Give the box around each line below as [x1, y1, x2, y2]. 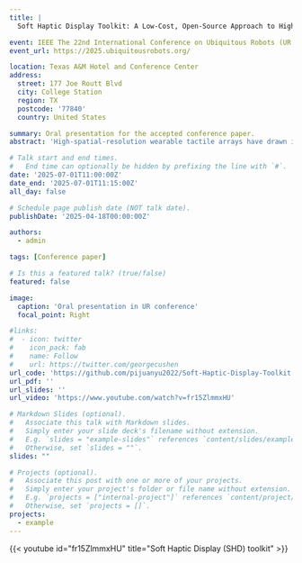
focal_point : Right [17, 310, 91, 320]
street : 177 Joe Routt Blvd [17, 79, 123, 88]
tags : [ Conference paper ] [9, 253, 106, 262]
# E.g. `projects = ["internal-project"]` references [9, 493, 223, 503]
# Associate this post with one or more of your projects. [9, 477, 244, 486]
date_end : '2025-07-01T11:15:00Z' [9, 178, 139, 187]
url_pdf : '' [9, 377, 54, 386]
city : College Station [17, 87, 102, 96]
